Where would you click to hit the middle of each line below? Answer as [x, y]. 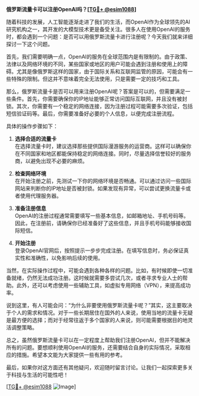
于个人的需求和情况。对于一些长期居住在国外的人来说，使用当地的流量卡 [94, 313]
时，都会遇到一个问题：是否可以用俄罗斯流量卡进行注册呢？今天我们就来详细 [99, 37]
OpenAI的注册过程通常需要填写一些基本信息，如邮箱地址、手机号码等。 [102, 216]
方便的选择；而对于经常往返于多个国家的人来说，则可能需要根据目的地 [102, 320]
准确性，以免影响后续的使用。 [67, 258]
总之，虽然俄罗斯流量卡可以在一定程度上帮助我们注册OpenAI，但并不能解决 [98, 340]
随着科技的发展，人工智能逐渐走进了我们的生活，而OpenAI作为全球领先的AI [98, 22]
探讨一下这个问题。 [30, 44]
